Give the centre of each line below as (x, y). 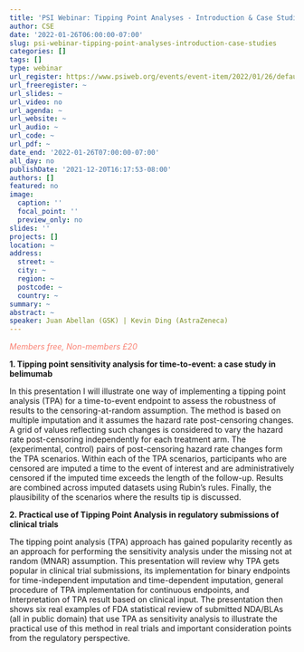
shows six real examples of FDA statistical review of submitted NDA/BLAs (146, 609)
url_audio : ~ (34, 128)
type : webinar (36, 69)
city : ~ (32, 271)
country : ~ (38, 295)
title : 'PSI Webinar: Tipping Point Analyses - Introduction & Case (141, 18)
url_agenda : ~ (36, 110)
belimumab (31, 374)
